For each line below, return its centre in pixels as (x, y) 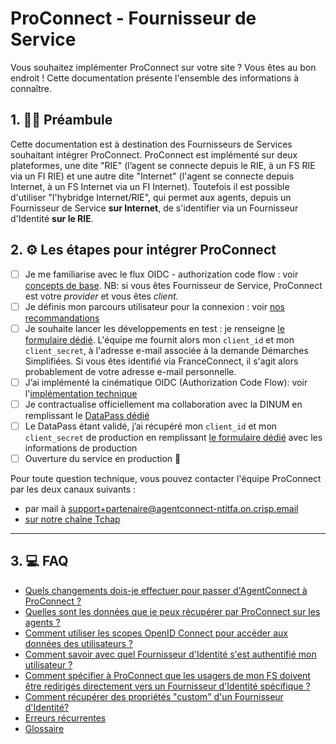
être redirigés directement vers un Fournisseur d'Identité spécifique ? (167, 686)
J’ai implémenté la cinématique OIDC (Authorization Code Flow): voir (166, 382)
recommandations (62, 318)
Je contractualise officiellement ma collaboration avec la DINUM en (163, 404)
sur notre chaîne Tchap (72, 519)
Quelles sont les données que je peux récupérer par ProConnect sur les (172, 611)
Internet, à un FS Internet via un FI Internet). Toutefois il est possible (150, 186)
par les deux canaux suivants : (73, 489)
